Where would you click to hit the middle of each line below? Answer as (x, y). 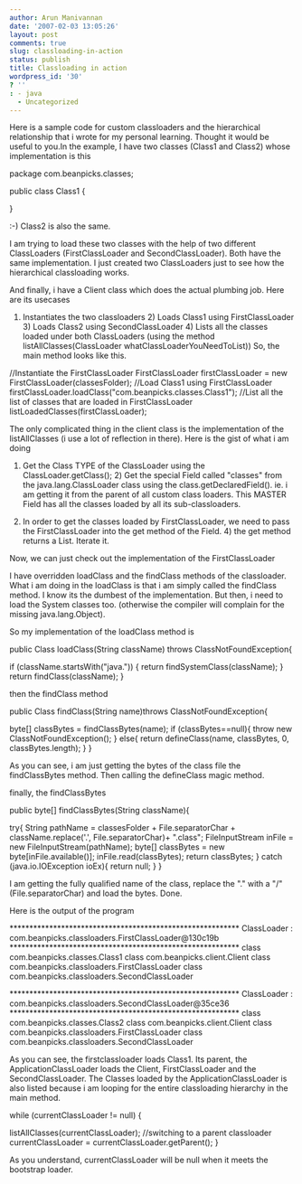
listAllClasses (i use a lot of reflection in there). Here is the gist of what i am (149, 438)
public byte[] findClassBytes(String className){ (99, 811)
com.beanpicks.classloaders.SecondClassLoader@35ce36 (119, 1003)
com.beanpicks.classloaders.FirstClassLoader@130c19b (114, 938)
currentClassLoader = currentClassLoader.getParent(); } (114, 1142)
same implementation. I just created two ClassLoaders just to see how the (147, 263)
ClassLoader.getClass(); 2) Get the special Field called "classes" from (152, 475)
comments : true (38, 43)
